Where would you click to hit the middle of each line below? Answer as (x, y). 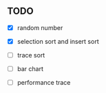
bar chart (30, 69)
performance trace (44, 83)
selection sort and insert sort (58, 41)
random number (40, 27)
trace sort (31, 55)
